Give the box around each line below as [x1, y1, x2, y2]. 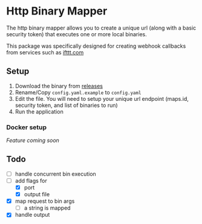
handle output [15, 211, 50, 219]
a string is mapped [24, 204, 71, 212]
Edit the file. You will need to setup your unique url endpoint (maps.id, [15, 95, 189, 102]
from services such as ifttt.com [6, 48, 84, 56]
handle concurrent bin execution [15, 170, 97, 178]
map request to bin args [15, 197, 75, 205]
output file [24, 191, 50, 198]
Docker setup [6, 123, 47, 131]
